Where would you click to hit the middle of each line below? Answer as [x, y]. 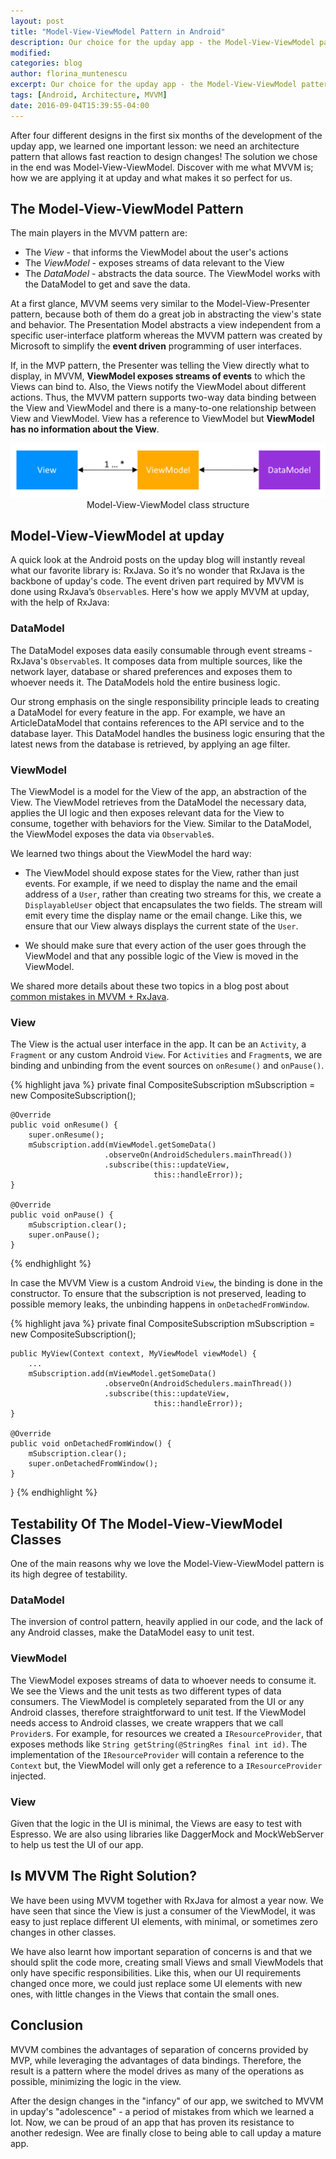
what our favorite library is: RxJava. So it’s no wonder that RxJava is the [157, 571]
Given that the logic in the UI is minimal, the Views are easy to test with [156, 1823]
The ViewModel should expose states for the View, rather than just [162, 872]
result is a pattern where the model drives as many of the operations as [157, 2071]
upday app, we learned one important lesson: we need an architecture [155, 146]
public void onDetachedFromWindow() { [91, 1444]
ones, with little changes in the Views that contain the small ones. [145, 1994]
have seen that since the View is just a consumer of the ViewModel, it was [163, 1911]
